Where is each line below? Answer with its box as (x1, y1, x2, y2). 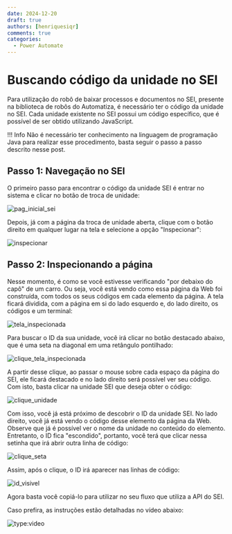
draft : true (7, 17, 42, 24)
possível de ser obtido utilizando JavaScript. (7, 117, 134, 125)
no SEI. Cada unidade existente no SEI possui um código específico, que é (7, 109, 220, 118)
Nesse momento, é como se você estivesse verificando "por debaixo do (7, 277, 213, 285)
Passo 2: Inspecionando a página (7, 259, 153, 271)
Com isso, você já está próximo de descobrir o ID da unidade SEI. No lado (7, 409, 218, 418)
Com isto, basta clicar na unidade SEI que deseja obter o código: (7, 382, 192, 391)
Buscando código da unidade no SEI (7, 72, 218, 88)
